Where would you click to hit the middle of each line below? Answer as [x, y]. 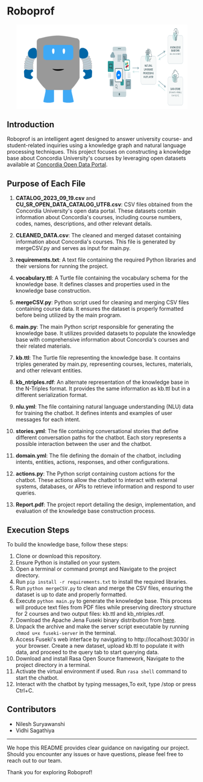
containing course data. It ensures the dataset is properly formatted [99, 309]
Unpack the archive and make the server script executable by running [102, 626]
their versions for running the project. [62, 266]
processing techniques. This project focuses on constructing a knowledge [99, 152]
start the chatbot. [37, 677]
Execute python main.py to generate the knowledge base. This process [104, 601]
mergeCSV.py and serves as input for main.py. [73, 248]
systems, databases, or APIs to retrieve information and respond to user [105, 487]
